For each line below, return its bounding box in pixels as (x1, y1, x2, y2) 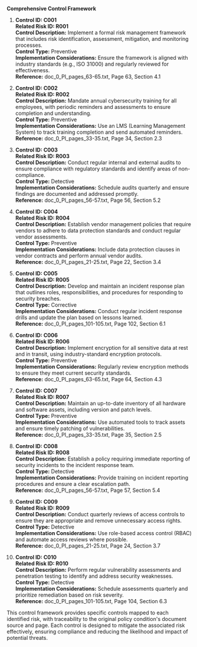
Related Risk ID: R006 (15, 338, 70, 345)
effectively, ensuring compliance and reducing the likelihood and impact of (6, 628, 188, 635)
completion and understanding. (15, 110, 92, 117)
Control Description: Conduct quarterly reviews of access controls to (15, 511, 185, 517)
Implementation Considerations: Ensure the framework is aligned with (15, 54, 188, 61)
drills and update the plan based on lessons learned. (15, 314, 143, 321)
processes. (15, 41, 43, 49)
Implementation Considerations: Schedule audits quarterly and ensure (15, 184, 189, 191)
